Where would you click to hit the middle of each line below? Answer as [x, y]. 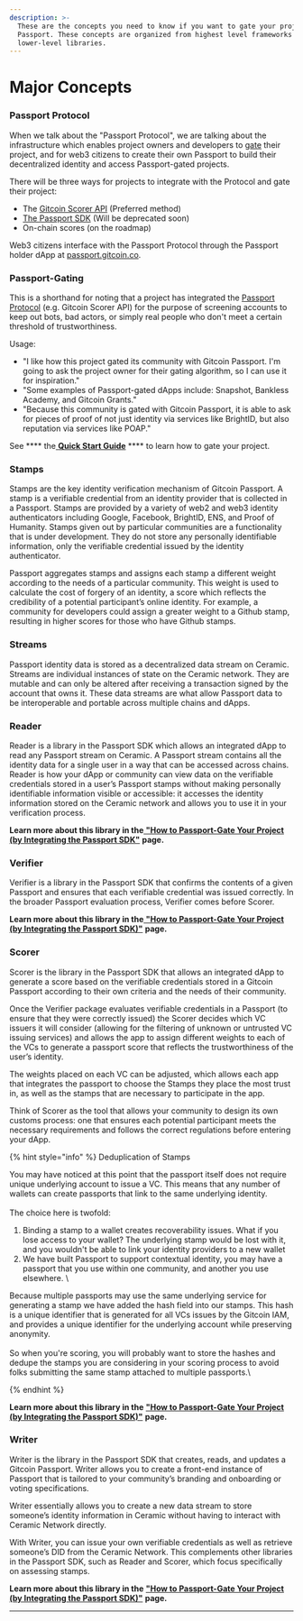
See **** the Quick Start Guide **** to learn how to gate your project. [140, 446]
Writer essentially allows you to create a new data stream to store [131, 1506]
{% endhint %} [37, 1389]
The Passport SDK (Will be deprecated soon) [106, 218]
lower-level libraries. [62, 43]
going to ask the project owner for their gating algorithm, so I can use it [154, 371]
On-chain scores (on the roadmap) [87, 227]
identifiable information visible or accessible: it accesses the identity [137, 793]
